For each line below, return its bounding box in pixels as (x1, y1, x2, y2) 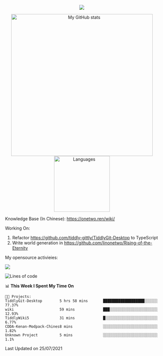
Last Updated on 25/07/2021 (5, 346, 62, 351)
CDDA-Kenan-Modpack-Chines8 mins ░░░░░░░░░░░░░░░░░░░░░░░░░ (5, 324, 158, 329)
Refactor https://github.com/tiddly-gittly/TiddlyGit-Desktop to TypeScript (12, 235, 158, 240)
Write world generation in (12, 240, 63, 246)
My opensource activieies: (5, 254, 58, 260)
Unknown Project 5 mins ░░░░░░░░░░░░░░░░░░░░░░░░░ (5, 333, 158, 337)
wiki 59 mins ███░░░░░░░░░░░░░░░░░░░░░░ (5, 307, 158, 312)
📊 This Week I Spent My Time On (5, 283, 74, 289)
